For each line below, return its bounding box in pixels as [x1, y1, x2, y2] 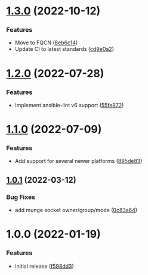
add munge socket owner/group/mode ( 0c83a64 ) [14, 207, 138, 214]
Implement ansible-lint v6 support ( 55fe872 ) [14, 101, 124, 108]
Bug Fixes [6, 193, 36, 201]
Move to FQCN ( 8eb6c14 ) [14, 39, 78, 46]
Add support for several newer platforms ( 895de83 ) [14, 158, 143, 165]
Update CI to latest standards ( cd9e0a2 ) [14, 46, 115, 53]
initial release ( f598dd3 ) [14, 262, 75, 270]
